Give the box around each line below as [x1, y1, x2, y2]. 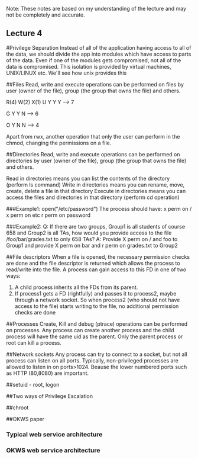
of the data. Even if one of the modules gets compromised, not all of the [6, 56, 181, 64]
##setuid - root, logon [6, 381, 60, 388]
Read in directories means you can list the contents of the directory [6, 175, 170, 182]
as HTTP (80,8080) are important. [6, 370, 89, 377]
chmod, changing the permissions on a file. [6, 139, 112, 146]
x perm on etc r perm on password [6, 211, 90, 219]
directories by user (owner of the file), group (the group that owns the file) [6, 157, 187, 164]
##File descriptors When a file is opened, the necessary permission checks [6, 253, 190, 260]
